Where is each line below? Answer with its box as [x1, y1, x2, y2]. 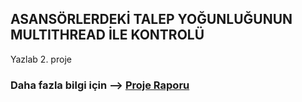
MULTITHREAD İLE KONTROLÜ [10, 27, 205, 44]
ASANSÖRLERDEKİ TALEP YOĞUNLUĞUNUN [10, 11, 293, 28]
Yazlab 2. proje [10, 53, 72, 65]
